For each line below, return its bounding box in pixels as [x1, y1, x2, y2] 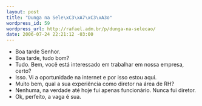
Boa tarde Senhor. [15, 48, 61, 55]
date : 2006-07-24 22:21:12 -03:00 [6, 31, 94, 38]
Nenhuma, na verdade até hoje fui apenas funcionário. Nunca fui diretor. [15, 87, 196, 94]
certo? [15, 67, 32, 75]
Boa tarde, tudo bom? [15, 55, 70, 62]
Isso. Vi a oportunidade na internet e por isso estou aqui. [15, 74, 157, 81]
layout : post [6, 8, 39, 15]
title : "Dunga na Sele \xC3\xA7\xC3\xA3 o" [6, 15, 113, 21]
